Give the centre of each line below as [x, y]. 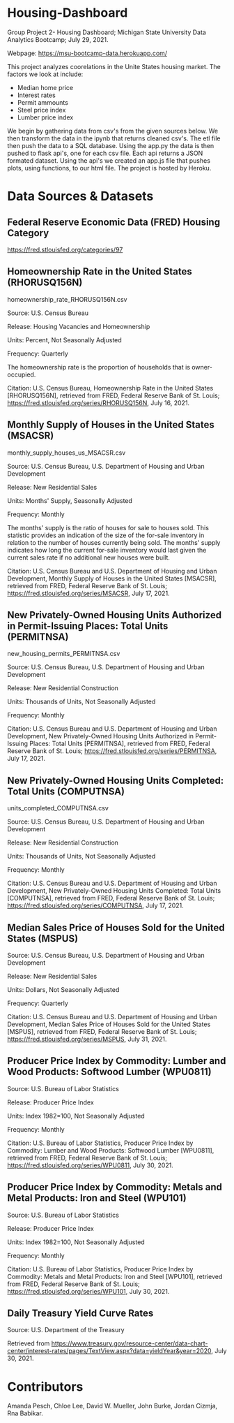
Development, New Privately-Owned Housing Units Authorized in [100, 736]
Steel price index [41, 110]
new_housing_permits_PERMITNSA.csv [64, 654]
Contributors [45, 1386]
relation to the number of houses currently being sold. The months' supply [114, 542]
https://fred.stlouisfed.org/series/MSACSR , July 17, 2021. [88, 593]
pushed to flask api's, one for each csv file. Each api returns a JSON [105, 153]
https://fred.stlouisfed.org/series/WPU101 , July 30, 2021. [88, 1291]
